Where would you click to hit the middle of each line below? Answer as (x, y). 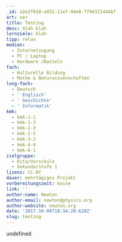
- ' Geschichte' (32, 100)
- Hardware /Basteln (37, 61)
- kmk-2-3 (24, 128)
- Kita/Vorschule (33, 162)
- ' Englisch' (29, 95)
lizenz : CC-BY (24, 173)
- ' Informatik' (32, 106)
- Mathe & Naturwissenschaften (51, 78)
